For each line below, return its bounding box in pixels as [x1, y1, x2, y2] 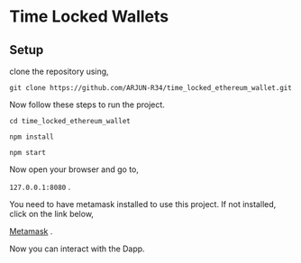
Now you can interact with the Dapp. [9, 243, 146, 254]
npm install [9, 132, 54, 141]
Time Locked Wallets [9, 6, 169, 27]
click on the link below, [9, 209, 95, 219]
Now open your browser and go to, [9, 164, 140, 175]
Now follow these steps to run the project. [9, 99, 165, 110]
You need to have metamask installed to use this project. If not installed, [9, 199, 277, 209]
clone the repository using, [9, 66, 110, 77]
